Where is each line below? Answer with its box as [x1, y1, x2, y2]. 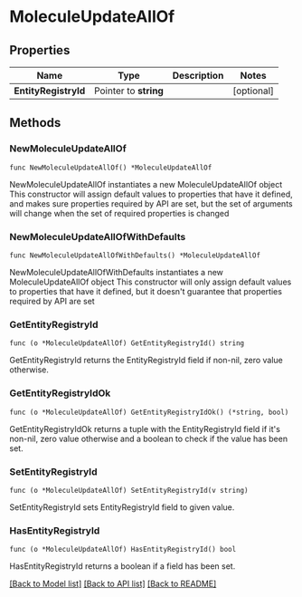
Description [172, 70, 224, 82]
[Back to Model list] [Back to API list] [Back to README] [9, 578, 217, 590]
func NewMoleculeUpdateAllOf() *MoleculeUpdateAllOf [9, 163, 212, 172]
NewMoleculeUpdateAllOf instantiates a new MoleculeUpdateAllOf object [9, 178, 283, 189]
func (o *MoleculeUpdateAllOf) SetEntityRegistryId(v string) [9, 486, 249, 495]
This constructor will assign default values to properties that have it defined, [9, 188, 294, 199]
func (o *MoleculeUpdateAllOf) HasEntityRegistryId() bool [9, 545, 237, 554]
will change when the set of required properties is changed [9, 207, 230, 218]
